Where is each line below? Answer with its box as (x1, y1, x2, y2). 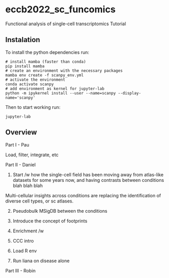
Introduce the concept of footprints (12, 217, 87, 224)
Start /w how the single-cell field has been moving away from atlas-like (12, 171, 164, 178)
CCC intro (12, 237, 34, 244)
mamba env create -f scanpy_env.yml (5, 72, 84, 78)
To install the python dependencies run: (5, 49, 89, 55)
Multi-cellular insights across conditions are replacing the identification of (5, 192, 161, 198)
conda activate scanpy (5, 81, 54, 87)
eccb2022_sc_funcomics (5, 4, 116, 15)
